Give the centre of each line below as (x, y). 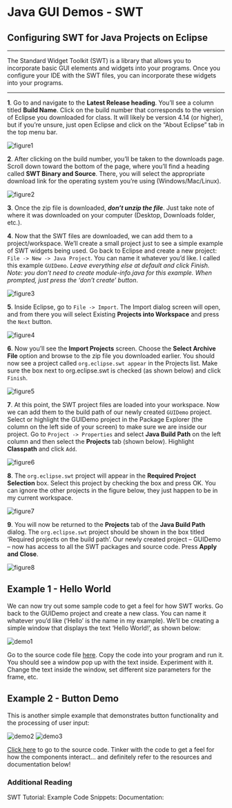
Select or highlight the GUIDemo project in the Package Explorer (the (105, 419)
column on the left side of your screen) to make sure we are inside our (107, 427)
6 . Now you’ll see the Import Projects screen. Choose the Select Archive (112, 348)
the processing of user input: (48, 722)
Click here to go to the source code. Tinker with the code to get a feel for (111, 749)
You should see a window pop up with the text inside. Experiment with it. (110, 662)
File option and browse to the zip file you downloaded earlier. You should (111, 356)
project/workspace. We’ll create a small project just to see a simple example (115, 243)
